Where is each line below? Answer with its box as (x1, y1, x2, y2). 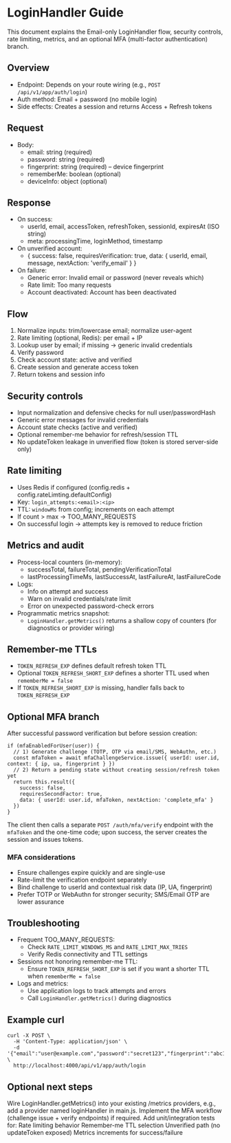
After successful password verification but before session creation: (7, 729, 198, 737)
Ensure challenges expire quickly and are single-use (16, 868, 166, 876)
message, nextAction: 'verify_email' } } (27, 259, 137, 268)
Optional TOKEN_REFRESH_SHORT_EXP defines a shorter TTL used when (16, 669, 210, 677)
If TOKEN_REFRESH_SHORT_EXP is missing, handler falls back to (16, 684, 185, 692)
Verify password (16, 349, 64, 357)
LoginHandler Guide (7, 5, 124, 21)
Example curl (7, 1014, 65, 1025)
